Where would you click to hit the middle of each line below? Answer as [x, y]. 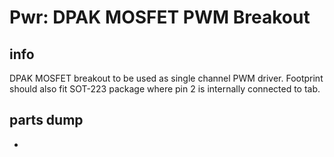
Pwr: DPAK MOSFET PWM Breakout [160, 17]
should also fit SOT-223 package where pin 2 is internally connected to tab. [165, 89]
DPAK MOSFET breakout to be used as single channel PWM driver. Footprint [166, 78]
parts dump [46, 120]
